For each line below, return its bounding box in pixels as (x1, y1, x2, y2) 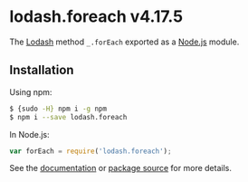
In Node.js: (9, 129, 50, 139)
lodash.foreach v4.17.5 (9, 6, 184, 27)
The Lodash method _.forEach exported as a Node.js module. (9, 36, 240, 47)
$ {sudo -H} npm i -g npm (9, 104, 107, 113)
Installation (9, 62, 74, 78)
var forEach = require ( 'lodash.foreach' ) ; (9, 147, 172, 156)
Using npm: (9, 86, 52, 97)
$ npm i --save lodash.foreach (9, 112, 128, 121)
